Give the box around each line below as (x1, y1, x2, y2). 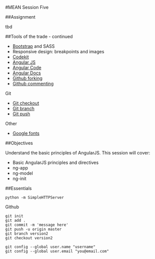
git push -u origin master (5, 227, 62, 232)
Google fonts (12, 130, 40, 136)
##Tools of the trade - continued (5, 34, 73, 39)
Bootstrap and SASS (12, 43, 55, 49)
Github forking (12, 75, 43, 81)
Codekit (12, 54, 29, 60)
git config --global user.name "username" (5, 244, 96, 249)
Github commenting (12, 80, 54, 87)
